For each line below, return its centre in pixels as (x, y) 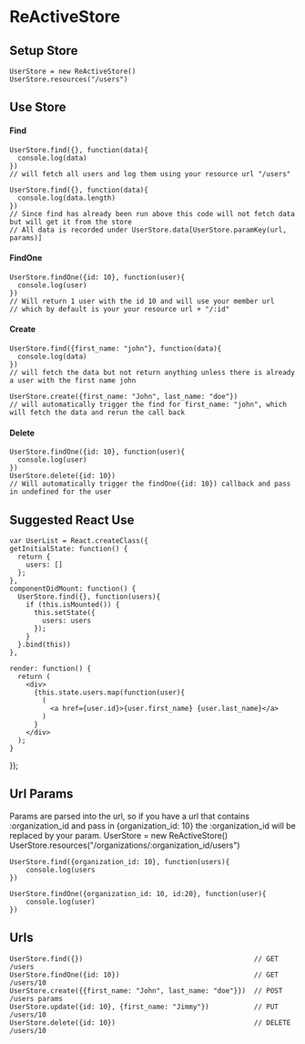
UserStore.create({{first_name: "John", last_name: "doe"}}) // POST (146, 991)
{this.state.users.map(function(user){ (109, 693)
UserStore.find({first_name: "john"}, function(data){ (116, 349)
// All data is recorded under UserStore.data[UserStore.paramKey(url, (148, 230)
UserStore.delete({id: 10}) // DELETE (150, 1023)
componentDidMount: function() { (73, 589)
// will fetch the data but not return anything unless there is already (152, 372)
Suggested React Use (72, 520)
